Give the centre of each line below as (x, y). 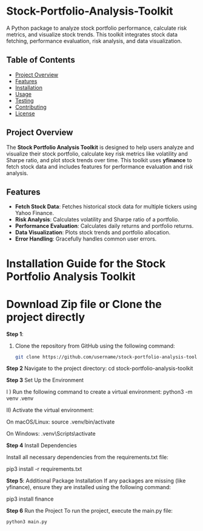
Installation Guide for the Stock (86, 263)
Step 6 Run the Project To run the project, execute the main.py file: (89, 511)
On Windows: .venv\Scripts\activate (51, 434)
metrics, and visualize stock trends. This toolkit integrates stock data (92, 34)
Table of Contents (41, 60)
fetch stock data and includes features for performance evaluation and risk (100, 166)
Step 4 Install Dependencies (42, 445)
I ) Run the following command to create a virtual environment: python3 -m (99, 392)
